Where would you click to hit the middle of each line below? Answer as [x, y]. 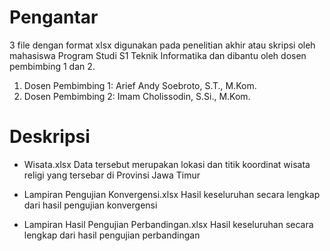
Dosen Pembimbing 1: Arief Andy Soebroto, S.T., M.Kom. [140, 85]
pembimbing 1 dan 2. [52, 66]
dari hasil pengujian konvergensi [90, 205]
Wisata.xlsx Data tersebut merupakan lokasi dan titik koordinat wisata [167, 164]
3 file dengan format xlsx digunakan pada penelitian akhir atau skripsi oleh [162, 45]
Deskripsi [50, 137]
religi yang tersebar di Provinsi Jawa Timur [112, 175]
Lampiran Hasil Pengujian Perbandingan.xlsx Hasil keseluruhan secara [168, 224]
